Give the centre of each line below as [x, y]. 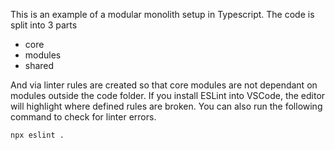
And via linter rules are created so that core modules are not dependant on [164, 85]
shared [39, 65]
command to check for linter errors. [83, 117]
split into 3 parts [44, 25]
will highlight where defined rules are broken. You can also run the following [166, 106]
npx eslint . [37, 135]
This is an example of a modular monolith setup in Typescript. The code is [162, 14]
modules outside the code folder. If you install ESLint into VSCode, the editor [168, 95]
